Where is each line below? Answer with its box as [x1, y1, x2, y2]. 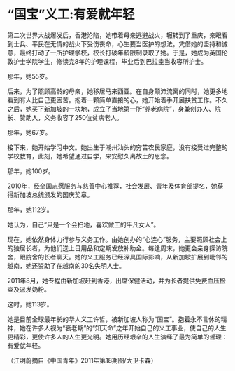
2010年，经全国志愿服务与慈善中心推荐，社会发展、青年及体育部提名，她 [7, 182, 218, 190]
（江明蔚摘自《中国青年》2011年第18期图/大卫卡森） [7, 356, 157, 365]
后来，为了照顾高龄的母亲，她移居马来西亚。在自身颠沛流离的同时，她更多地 [7, 87, 228, 95]
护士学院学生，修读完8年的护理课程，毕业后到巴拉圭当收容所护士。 [13, 57, 208, 65]
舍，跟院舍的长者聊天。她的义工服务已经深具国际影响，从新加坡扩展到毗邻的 [7, 252, 228, 261]
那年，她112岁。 [7, 205, 53, 214]
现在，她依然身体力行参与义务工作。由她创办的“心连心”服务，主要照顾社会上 [7, 235, 227, 243]
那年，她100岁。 [7, 166, 55, 175]
